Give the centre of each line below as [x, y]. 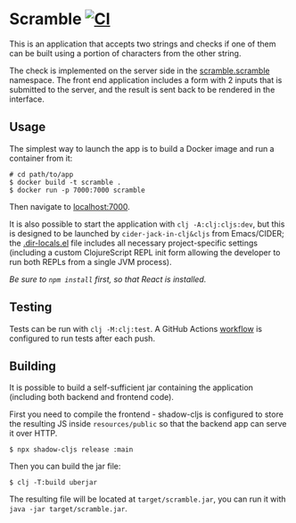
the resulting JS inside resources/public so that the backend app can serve [148, 424]
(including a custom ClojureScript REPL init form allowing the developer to [145, 252]
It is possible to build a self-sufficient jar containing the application [132, 387]
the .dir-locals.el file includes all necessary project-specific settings [134, 243]
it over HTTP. [33, 434]
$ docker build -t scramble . [66, 182]
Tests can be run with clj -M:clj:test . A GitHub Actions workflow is [136, 328]
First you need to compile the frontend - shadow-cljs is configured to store [146, 414]
